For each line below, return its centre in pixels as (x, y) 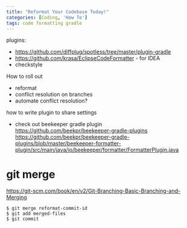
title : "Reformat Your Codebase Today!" (58, 12)
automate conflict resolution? (51, 101)
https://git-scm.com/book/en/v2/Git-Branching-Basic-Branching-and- (93, 191)
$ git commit (23, 219)
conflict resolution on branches (54, 95)
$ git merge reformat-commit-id (47, 209)
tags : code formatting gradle (44, 23)
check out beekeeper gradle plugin (59, 124)
